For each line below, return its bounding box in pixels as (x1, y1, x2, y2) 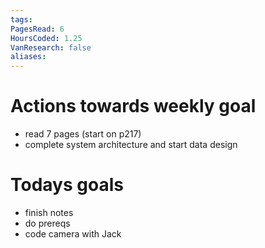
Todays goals (10, 174, 124, 196)
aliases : (10, 52, 47, 62)
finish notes (24, 207, 74, 218)
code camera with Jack (24, 228, 122, 240)
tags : (10, 14, 33, 25)
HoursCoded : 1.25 (10, 33, 83, 43)
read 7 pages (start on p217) (24, 128, 142, 140)
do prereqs (24, 217, 71, 229)
